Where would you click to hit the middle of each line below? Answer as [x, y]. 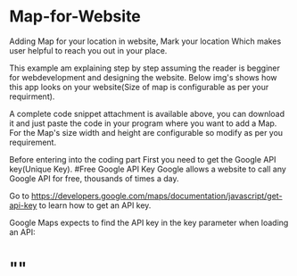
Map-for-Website [75, 17]
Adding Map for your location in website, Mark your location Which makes [145, 41]
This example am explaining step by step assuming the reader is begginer [145, 68]
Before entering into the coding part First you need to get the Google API [143, 159]
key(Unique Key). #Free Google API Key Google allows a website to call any [148, 169]
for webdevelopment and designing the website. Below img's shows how [144, 77]
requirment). [32, 96]
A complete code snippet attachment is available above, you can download [147, 113]
